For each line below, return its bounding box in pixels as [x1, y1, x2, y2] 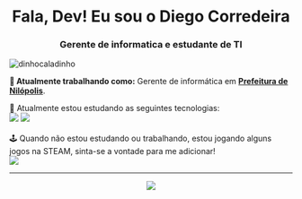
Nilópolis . [9, 85, 46, 96]
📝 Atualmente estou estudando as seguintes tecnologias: [9, 103, 220, 114]
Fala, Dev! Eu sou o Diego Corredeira [12, 6, 290, 27]
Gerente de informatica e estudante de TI [59, 39, 243, 51]
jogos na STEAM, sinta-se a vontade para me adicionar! [9, 146, 216, 157]
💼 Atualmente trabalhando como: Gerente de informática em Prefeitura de [9, 76, 289, 87]
